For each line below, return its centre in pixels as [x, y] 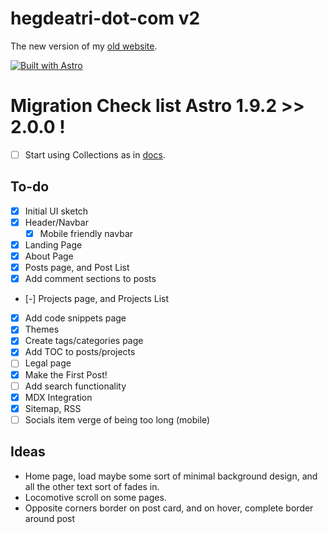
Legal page [48, 363]
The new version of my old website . [84, 46]
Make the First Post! [66, 374]
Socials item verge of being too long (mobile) [117, 419]
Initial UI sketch [56, 211]
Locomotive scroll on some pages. [95, 497]
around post [50, 518]
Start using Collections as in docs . [95, 154]
